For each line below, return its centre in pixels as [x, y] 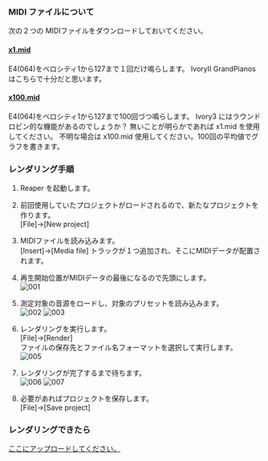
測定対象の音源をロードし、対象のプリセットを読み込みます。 [122, 303]
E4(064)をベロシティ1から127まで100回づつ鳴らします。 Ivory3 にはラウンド [134, 116]
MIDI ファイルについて [51, 11]
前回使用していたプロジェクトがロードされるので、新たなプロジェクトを [139, 205]
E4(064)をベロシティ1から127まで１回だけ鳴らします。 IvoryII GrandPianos [132, 68]
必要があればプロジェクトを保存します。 [87, 398]
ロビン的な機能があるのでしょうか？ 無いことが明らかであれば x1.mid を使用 [134, 126]
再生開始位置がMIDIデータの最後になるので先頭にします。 [115, 278]
